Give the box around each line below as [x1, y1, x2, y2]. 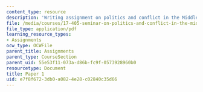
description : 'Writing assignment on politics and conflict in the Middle [6, 15, 199, 21]
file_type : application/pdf [6, 25, 77, 32]
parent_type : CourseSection [6, 54, 77, 60]
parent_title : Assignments [6, 48, 74, 54]
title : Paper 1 [6, 71, 45, 77]
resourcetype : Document [6, 65, 66, 71]
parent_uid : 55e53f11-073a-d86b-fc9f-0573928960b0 [6, 59, 137, 65]
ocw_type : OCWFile [6, 43, 53, 49]
